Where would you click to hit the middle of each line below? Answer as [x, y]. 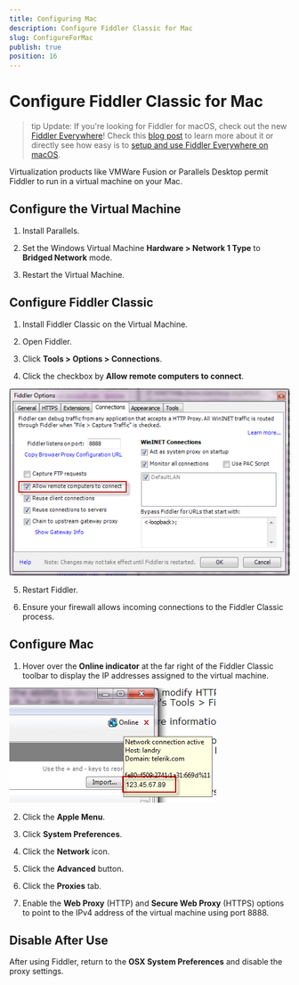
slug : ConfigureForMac [51, 37]
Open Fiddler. [47, 341]
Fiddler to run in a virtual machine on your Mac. [96, 182]
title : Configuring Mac [53, 19]
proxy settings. [36, 972]
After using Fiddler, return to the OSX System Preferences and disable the [146, 962]
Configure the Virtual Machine [95, 209]
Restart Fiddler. [50, 590]
